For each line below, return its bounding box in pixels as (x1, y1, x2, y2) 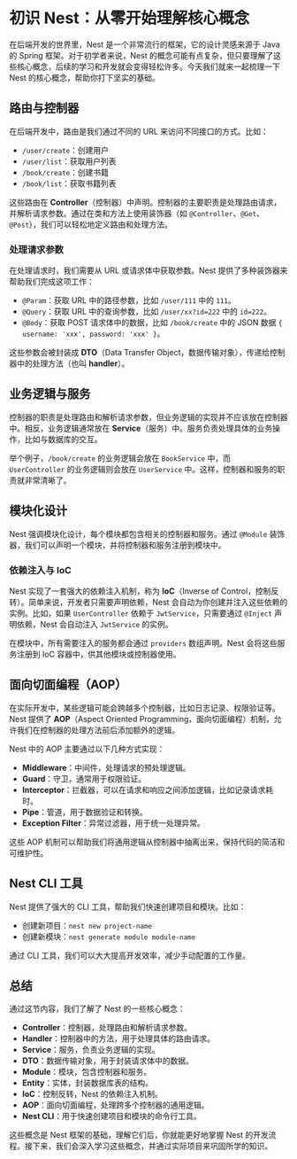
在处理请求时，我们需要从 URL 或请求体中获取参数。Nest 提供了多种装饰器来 (9, 265, 288, 276)
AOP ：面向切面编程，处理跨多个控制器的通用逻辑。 (21, 1100, 209, 1110)
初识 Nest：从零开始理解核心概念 (9, 8, 250, 28)
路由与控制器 (9, 101, 80, 116)
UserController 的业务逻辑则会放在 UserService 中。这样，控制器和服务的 (9, 463, 278, 474)
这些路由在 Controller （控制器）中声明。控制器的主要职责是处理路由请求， (9, 197, 282, 207)
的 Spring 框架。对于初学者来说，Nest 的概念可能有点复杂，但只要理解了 (9, 50, 274, 60)
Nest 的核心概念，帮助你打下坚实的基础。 (9, 72, 161, 82)
